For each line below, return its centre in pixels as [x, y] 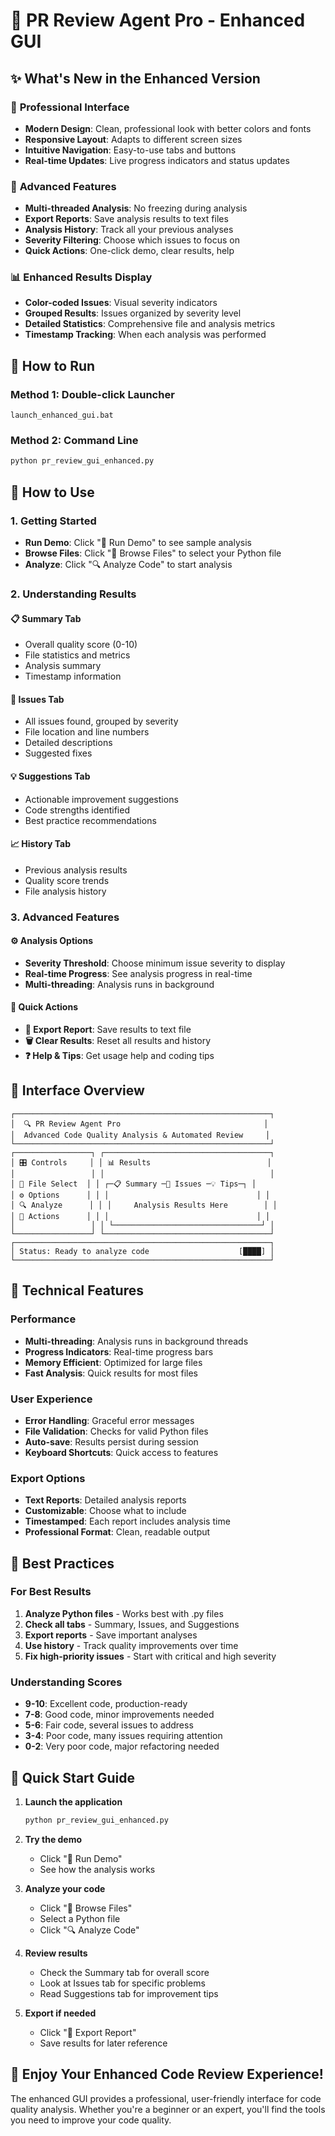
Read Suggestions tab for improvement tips [129, 1993]
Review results [56, 1953]
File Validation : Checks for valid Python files [116, 1431]
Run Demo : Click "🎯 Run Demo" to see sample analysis [138, 543]
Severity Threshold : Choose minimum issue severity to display [155, 963]
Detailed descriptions [68, 743]
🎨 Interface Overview [77, 1090]
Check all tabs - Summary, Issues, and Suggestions [132, 1624]
